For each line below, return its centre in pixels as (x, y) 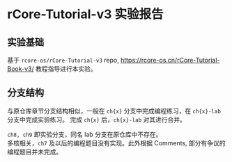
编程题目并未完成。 (35, 152)
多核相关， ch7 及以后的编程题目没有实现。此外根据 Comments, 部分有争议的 (116, 143)
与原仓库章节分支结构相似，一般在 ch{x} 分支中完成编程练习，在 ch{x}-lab (114, 111)
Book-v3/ (21, 69)
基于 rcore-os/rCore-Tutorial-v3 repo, (63, 60)
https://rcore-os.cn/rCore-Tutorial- (170, 60)
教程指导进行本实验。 (66, 69)
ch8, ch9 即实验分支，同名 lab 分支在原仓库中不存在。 (85, 134)
